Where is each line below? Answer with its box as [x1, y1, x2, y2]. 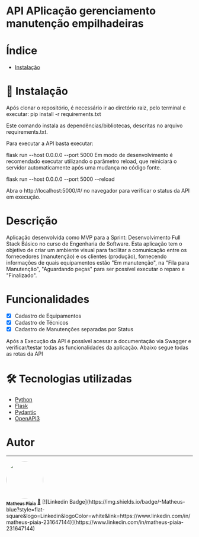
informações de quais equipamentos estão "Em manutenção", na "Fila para [6, 259, 190, 266]
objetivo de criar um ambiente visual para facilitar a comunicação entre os [6, 247, 187, 253]
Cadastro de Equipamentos [14, 312, 82, 319]
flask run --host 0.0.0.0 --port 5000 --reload [6, 175, 115, 183]
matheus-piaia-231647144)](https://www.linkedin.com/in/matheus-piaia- [6, 519, 184, 526]
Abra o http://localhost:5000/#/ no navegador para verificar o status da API [6, 187, 190, 194]
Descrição [6, 214, 58, 228]
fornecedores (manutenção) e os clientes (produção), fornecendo [6, 253, 167, 260]
